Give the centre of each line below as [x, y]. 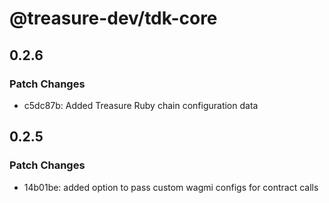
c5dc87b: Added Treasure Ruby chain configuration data [141, 105]
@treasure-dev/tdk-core [113, 18]
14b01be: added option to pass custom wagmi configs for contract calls [171, 187]
